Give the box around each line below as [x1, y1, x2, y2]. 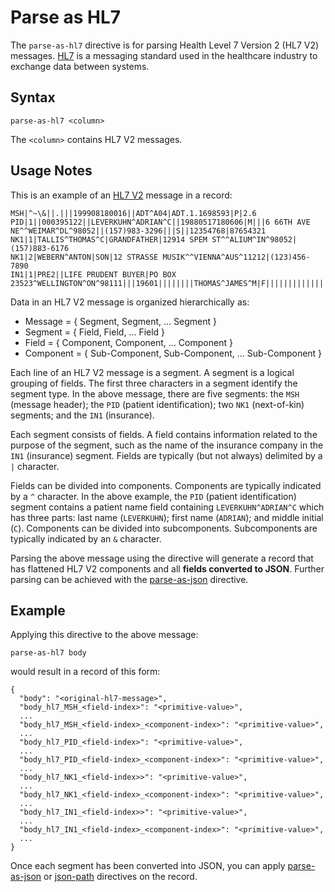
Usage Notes [10, 162, 93, 180]
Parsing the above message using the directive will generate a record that [10, 552, 314, 564]
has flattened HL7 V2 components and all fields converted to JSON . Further [10, 562, 325, 575]
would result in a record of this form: [10, 666, 161, 678]
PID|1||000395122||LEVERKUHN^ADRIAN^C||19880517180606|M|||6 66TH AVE [10, 217, 311, 227]
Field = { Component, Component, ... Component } [24, 336, 233, 348]
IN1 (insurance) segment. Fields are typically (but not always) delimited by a [10, 449, 323, 461]
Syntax [10, 89, 56, 106]
